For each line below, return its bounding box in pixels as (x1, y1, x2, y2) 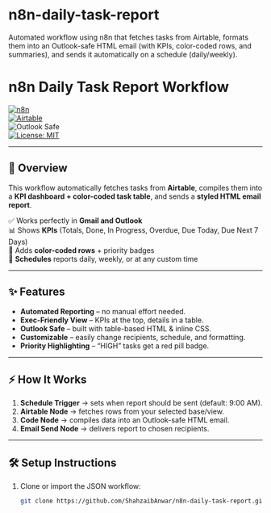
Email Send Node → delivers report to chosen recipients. (19, 424, 210, 434)
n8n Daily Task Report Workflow (8, 78, 230, 96)
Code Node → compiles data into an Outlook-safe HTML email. (19, 415, 230, 425)
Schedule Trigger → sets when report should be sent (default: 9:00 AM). (19, 398, 263, 408)
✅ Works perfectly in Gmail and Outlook (8, 216, 143, 225)
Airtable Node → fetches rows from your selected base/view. (19, 406, 224, 417)
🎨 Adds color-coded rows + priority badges (8, 245, 155, 255)
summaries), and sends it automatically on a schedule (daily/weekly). (8, 49, 238, 59)
